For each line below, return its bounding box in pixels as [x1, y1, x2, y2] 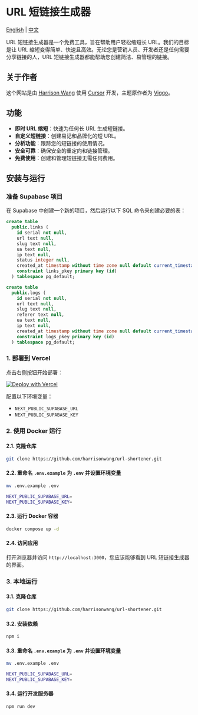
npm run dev [6, 704, 35, 710]
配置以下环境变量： [6, 393, 53, 400]
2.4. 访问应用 [6, 540, 38, 547]
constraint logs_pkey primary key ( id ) [16, 334, 115, 339]
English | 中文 [6, 26, 39, 33]
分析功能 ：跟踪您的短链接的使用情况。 [14, 139, 108, 146]
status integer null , [16, 257, 70, 263]
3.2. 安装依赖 [6, 620, 38, 627]
